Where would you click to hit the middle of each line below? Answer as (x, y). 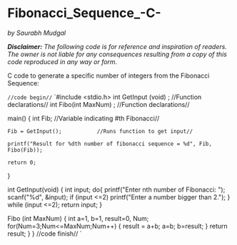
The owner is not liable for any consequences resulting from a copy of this (117, 54)
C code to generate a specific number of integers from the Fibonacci (109, 75)
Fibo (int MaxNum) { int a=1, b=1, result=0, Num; (78, 218)
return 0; (22, 162)
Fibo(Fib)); (25, 150)
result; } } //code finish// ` (45, 234)
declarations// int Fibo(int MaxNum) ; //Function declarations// (99, 104)
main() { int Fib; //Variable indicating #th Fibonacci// (84, 118)
